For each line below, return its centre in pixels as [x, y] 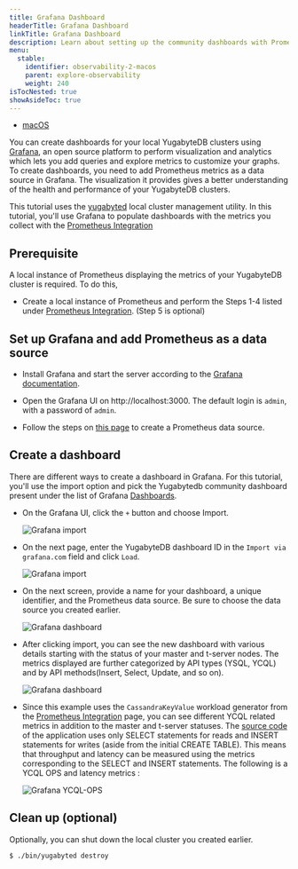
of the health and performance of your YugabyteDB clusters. [120, 190]
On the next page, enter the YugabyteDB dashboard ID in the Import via [154, 547]
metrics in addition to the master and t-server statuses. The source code [155, 725]
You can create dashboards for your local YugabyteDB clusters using [135, 142]
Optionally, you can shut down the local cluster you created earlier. [131, 839]
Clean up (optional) [63, 818]
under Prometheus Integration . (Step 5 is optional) [114, 311]
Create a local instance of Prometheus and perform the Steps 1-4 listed [152, 302]
